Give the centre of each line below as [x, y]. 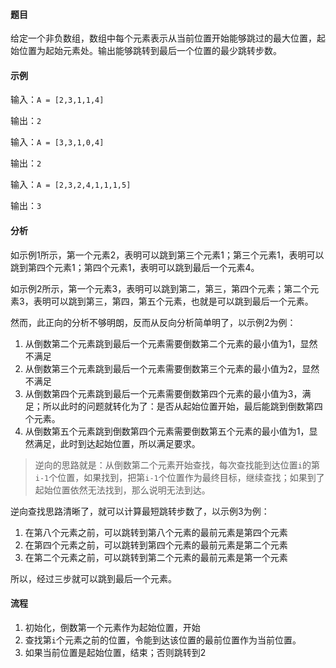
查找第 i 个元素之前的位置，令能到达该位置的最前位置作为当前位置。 [163, 640]
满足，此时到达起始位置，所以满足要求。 [117, 443]
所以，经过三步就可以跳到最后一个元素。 [93, 578]
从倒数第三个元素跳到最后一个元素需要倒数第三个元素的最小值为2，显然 [172, 368]
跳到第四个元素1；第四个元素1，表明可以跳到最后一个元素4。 [135, 267]
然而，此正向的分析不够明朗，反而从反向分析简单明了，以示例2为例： [153, 322]
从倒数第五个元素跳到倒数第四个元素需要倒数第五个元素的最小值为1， [167, 431]
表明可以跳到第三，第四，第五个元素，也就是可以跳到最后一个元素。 [173, 301]
